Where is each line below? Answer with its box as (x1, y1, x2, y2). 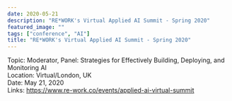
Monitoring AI (7, 64, 47, 72)
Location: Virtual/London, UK (7, 71, 92, 80)
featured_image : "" (7, 23, 65, 30)
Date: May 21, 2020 (7, 78, 64, 87)
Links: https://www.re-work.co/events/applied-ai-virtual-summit (7, 86, 195, 95)
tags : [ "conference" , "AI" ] (7, 30, 91, 37)
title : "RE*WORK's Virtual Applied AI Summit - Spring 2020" (7, 37, 192, 44)
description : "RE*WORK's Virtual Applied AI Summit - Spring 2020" (7, 17, 211, 24)
